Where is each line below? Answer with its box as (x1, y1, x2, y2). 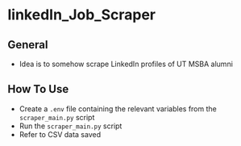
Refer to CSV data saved (19, 129, 102, 139)
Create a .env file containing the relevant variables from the (19, 103, 217, 114)
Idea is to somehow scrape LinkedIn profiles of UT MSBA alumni (19, 59, 233, 69)
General (7, 38, 49, 52)
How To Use (7, 82, 69, 96)
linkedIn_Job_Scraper (7, 6, 156, 24)
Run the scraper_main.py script (19, 121, 123, 131)
